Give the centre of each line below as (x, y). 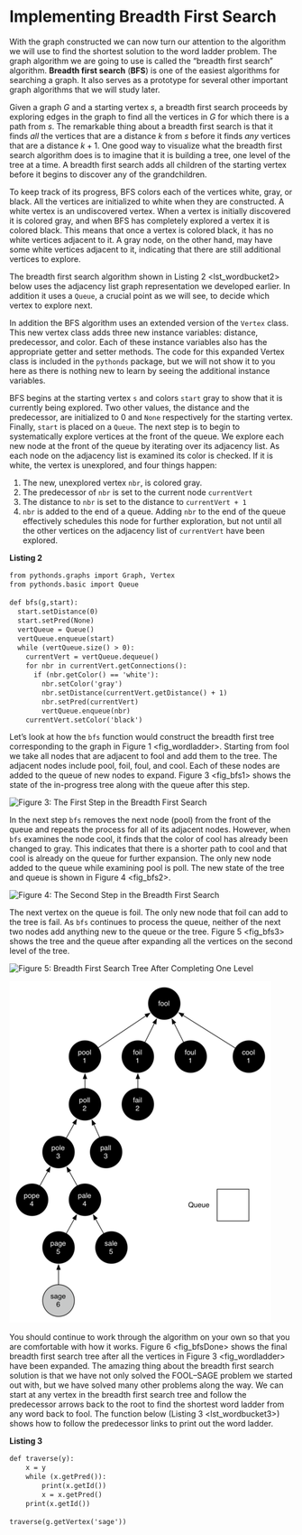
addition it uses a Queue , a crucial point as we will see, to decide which (140, 295)
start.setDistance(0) (58, 612)
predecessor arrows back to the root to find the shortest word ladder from (147, 1404)
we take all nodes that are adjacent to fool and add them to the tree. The (143, 755)
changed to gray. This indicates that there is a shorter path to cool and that (148, 848)
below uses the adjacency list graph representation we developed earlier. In (150, 285)
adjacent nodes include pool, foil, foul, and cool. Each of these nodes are (145, 765)
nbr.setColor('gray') (82, 684)
